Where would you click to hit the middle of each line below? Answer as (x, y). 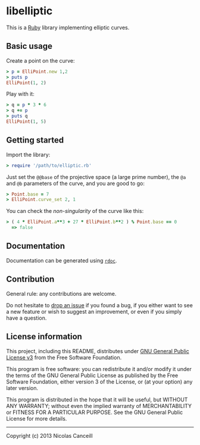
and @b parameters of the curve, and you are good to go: (75, 183)
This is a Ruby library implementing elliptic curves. (68, 27)
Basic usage (29, 46)
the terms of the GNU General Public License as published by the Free (92, 375)
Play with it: (20, 94)
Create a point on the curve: (41, 60)
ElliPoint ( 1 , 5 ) (26, 122)
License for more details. (37, 418)
